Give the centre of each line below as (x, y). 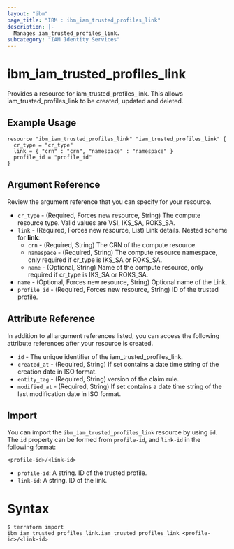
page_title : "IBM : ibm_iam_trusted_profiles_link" (84, 20)
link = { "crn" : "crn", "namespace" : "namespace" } (93, 151)
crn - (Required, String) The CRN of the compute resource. (112, 244)
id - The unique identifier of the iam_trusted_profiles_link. (100, 356)
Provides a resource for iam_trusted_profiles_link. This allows (95, 94)
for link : (29, 237)
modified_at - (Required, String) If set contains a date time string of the (119, 386)
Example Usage (42, 123)
